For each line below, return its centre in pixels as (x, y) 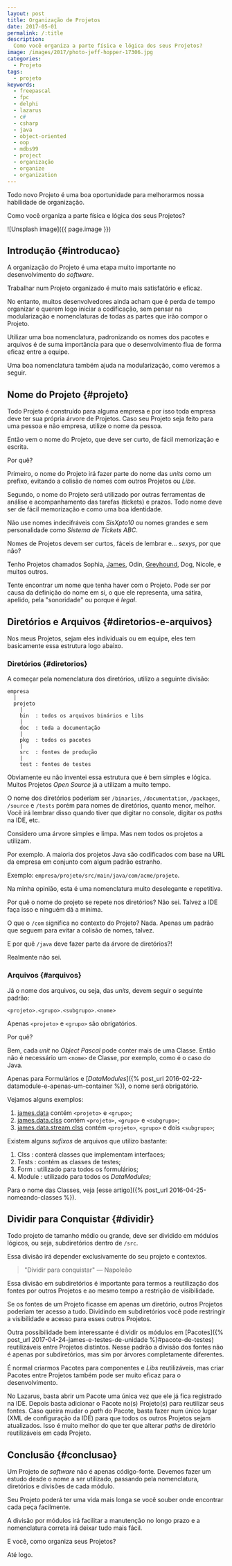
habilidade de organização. (46, 202)
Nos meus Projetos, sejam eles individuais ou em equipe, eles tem (101, 638)
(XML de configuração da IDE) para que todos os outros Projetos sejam (109, 1418)
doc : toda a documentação (60, 728)
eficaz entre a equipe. (38, 352)
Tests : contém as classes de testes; (69, 1161)
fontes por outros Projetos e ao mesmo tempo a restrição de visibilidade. (111, 1291)
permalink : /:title (35, 33)
